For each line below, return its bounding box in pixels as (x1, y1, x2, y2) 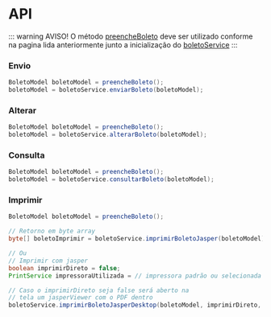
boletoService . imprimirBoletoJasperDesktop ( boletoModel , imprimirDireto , (8, 301, 262, 310)
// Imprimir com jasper (8, 257, 89, 265)
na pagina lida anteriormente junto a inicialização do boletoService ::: (8, 39, 238, 49)
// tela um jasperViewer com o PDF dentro (8, 294, 153, 302)
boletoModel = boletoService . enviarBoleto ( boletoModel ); (8, 86, 204, 94)
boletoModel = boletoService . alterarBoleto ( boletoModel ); (8, 130, 207, 139)
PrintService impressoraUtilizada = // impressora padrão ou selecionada (8, 271, 262, 280)
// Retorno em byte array (8, 227, 95, 236)
